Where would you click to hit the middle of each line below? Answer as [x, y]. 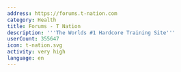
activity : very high [37, 52]
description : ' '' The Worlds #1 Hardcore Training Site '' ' [91, 33]
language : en [26, 58]
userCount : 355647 [33, 39]
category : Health [32, 20]
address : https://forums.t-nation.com [62, 13]
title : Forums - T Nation [44, 26]
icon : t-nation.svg [35, 45]
